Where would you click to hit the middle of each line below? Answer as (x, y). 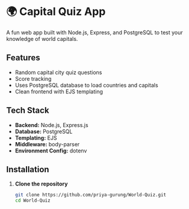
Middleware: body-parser (47, 144)
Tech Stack (28, 111)
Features (23, 58)
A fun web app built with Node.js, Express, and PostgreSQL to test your (95, 32)
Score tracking (33, 78)
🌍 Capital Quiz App (56, 12)
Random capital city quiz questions (58, 72)
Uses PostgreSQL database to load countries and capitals (86, 85)
